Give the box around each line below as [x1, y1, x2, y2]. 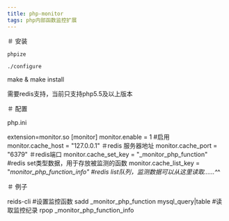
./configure [7, 63, 42, 70]
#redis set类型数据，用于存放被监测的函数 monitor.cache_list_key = [7, 158, 200, 167]
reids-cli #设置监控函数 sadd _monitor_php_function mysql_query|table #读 [7, 197, 223, 206]
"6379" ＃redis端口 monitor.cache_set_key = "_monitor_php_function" [7, 150, 208, 158]
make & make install [7, 75, 65, 84]
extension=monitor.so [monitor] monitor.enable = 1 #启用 [7, 132, 170, 141]
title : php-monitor [7, 10, 64, 17]
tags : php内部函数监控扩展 [7, 17, 77, 24]
